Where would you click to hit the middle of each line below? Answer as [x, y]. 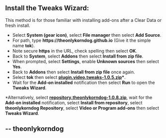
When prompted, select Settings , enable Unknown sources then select [85, 61]
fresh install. [18, 25]
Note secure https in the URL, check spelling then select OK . [75, 51]
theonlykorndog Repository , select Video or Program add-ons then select [82, 108]
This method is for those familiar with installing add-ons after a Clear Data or [83, 20]
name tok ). [24, 45]
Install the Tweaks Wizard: [47, 8]
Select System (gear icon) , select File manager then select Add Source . [87, 35]
